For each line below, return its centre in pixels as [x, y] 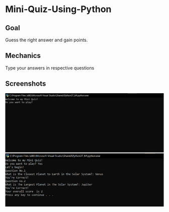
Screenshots [26, 84]
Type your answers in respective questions [50, 68]
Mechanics [23, 56]
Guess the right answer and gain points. [47, 40]
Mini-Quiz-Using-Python [58, 9]
